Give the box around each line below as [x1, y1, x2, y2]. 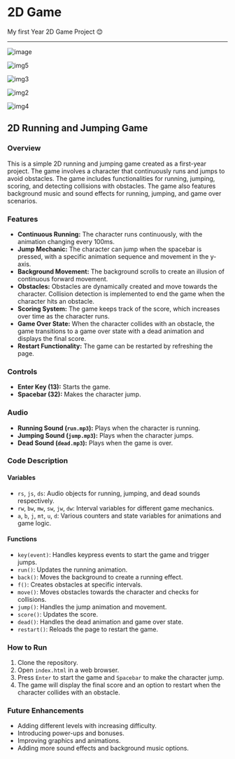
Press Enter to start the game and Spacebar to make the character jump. [17, 673, 225, 682]
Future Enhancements [7, 706, 84, 716]
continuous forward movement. [17, 274, 108, 283]
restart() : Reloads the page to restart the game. [17, 625, 159, 633]
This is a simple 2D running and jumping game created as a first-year [7, 159, 206, 168]
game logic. [17, 518, 52, 527]
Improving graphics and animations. [17, 737, 121, 745]
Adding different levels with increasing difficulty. [17, 722, 157, 730]
